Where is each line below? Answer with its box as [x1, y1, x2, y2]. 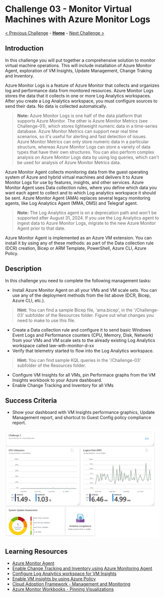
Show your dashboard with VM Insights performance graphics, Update [12, 409, 155, 415]
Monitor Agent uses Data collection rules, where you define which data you [5, 185, 157, 191]
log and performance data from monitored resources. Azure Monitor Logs [5, 87, 154, 94]
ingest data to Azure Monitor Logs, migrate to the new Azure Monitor [17, 220, 156, 226]
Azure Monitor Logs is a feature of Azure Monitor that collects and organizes [5, 82, 160, 88]
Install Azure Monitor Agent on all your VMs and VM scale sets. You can [12, 287, 157, 293]
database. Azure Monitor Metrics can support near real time [17, 128, 138, 134]
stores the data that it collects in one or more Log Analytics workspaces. [5, 93, 151, 98]
